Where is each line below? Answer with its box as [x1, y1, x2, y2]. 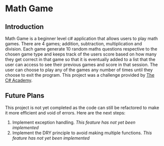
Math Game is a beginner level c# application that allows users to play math [5, 35, 158, 41]
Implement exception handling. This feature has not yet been [12, 119, 136, 125]
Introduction [5, 23, 44, 31]
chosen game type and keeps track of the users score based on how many [5, 51, 157, 57]
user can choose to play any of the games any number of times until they [5, 67, 153, 73]
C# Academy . [5, 77, 33, 83]
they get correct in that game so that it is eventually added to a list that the [5, 57, 156, 62]
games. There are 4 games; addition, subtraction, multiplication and [5, 41, 142, 47]
